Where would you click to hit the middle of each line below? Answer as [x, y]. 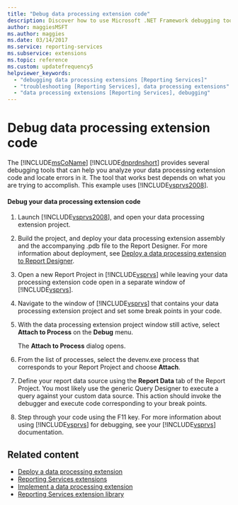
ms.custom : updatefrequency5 [50, 67]
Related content [43, 454]
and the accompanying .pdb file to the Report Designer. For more [112, 246]
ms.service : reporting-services [55, 47]
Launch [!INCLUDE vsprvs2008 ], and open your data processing [111, 217]
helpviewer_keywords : [39, 73]
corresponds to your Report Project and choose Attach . [99, 367]
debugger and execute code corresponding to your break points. [112, 404]
